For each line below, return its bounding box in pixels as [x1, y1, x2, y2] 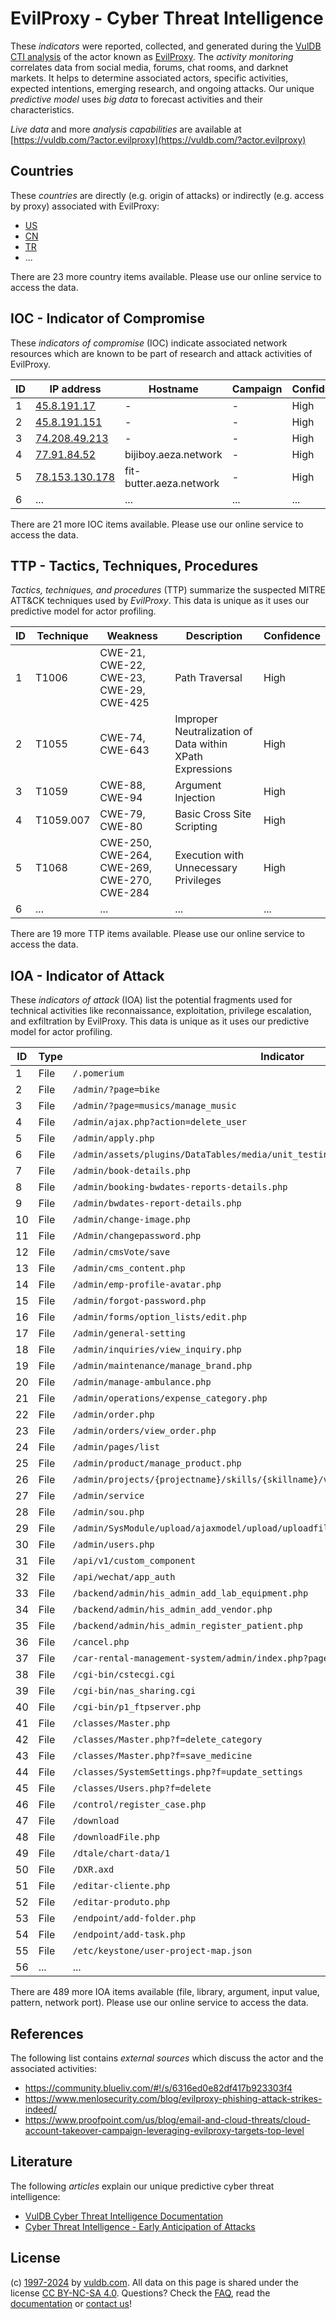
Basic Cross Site [174, 807, 252, 821]
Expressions [174, 762, 233, 776]
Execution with [174, 848, 245, 862]
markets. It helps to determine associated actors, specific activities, [10, 72, 289, 84]
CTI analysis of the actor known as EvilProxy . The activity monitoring [10, 50, 294, 62]
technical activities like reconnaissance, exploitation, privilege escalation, [10, 1005, 312, 1017]
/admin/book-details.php [72, 1165, 191, 1177]
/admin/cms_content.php [72, 1263, 186, 1274]
